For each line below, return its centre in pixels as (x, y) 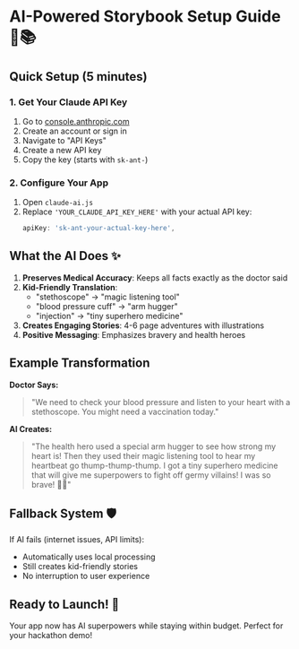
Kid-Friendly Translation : (70, 287)
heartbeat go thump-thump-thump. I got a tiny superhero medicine (154, 465)
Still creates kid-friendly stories (80, 567)
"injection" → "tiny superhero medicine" (109, 316)
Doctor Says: (34, 385)
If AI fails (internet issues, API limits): (77, 540)
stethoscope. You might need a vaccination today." (125, 411)
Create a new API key (62, 150)
